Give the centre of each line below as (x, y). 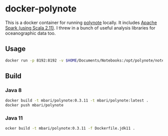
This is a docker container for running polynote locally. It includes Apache (81, 22)
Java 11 (14, 118)
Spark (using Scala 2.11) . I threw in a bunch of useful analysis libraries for (80, 27)
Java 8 (13, 90)
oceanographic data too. (30, 33)
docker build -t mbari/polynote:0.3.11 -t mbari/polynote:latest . (77, 100)
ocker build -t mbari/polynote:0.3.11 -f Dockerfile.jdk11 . (70, 128)
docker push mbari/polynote (34, 105)
